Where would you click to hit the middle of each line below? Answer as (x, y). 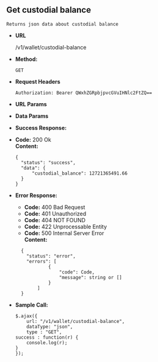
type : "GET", (44, 332)
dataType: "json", (50, 327)
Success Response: (41, 128)
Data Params (32, 116)
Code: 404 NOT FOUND (55, 220)
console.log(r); (47, 342)
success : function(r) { (47, 337)
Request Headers (38, 81)
